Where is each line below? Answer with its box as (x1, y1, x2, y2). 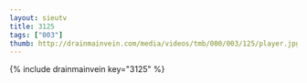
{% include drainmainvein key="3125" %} (9, 64, 165, 75)
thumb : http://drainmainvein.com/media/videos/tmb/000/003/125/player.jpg (9, 38, 301, 48)
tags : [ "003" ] (9, 30, 64, 39)
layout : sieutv (9, 13, 68, 23)
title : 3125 (9, 22, 55, 31)
